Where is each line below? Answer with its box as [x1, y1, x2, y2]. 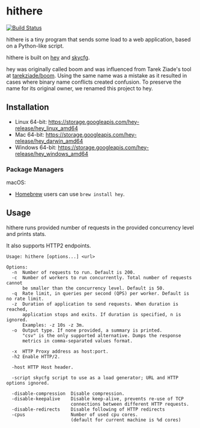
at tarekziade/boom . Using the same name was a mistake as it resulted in [6, 72, 187, 79]
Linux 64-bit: [14, 118, 47, 125]
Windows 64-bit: [14, 143, 57, 151]
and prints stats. [6, 230, 46, 237]
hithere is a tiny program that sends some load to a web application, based [6, 36, 191, 43]
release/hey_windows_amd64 [14, 150, 88, 157]
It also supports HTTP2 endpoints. [6, 242, 91, 249]
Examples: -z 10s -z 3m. [22, 322, 85, 328]
